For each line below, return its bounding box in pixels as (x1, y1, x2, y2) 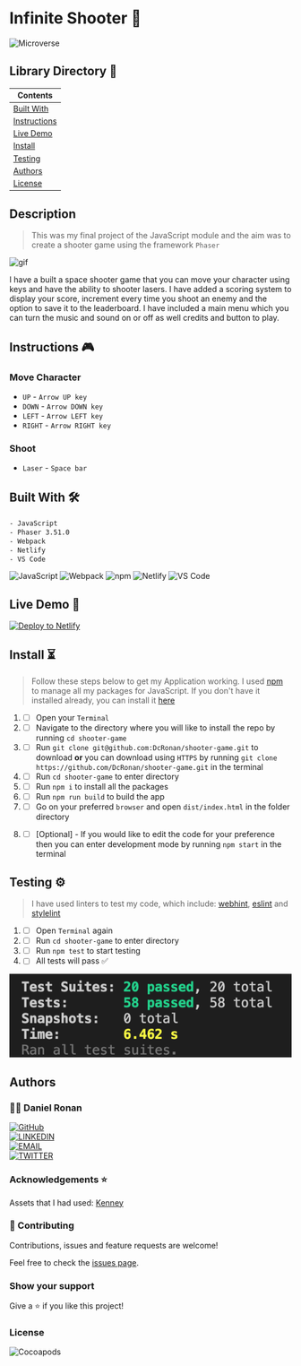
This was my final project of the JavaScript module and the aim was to (30, 230, 291, 241)
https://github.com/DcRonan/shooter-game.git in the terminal (35, 761, 264, 772)
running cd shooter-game (35, 732, 127, 743)
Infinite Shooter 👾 (9, 8, 142, 29)
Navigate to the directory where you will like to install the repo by (35, 722, 276, 733)
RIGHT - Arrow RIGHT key (21, 420, 112, 430)
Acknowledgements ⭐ (9, 1173, 107, 1186)
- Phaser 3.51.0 (9, 528, 70, 537)
